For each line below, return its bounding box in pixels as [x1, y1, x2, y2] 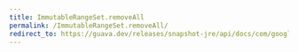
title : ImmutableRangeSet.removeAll [9, 12, 145, 22]
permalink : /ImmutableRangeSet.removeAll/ [9, 21, 169, 30]
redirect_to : [9, 29, 58, 38]
